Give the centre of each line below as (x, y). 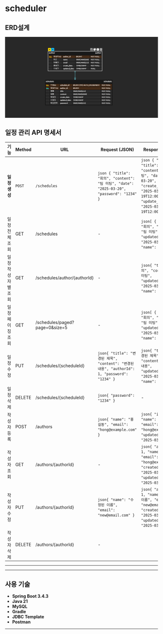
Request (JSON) (117, 149)
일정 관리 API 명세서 (33, 133)
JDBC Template (28, 617)
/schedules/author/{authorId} (65, 278)
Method (23, 149)
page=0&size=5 (52, 327)
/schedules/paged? (55, 323)
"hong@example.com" (117, 430)
